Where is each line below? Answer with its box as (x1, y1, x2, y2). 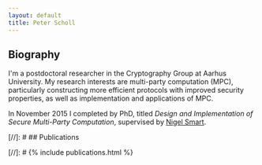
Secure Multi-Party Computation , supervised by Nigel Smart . (8, 117, 207, 126)
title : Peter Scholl (8, 19, 77, 27)
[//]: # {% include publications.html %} (8, 148, 134, 157)
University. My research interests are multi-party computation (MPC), (8, 77, 234, 86)
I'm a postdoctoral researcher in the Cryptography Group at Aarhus (8, 68, 227, 79)
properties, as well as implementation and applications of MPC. (8, 93, 214, 103)
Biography (8, 48, 61, 61)
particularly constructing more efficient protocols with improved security (8, 86, 245, 95)
